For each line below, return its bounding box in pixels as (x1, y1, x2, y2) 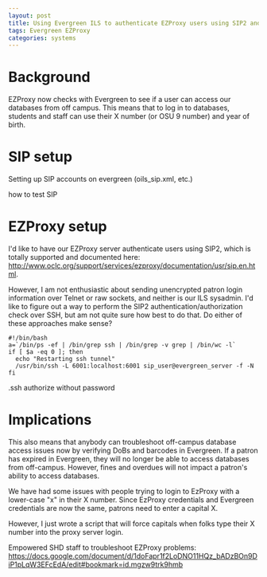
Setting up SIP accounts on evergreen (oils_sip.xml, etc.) (8, 175, 193, 184)
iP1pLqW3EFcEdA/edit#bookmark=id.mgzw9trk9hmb (8, 559, 184, 569)
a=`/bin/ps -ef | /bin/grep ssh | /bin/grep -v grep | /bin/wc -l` (8, 341, 237, 349)
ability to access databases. (8, 471, 100, 481)
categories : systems (8, 33, 77, 42)
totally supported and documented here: (8, 253, 141, 262)
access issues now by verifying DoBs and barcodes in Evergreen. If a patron (8, 446, 258, 455)
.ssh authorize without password (8, 383, 115, 393)
